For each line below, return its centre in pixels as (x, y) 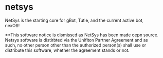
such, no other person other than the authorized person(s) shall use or (76, 45)
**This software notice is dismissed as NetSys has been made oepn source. (82, 35)
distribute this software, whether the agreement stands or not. (67, 50)
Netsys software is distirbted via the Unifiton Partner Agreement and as (77, 40)
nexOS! (12, 25)
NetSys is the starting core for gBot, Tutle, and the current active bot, (74, 20)
